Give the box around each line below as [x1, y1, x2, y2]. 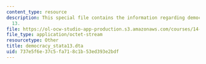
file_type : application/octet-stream [6, 32, 103, 38]
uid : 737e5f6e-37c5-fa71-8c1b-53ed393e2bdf [6, 49, 120, 55]
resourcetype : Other [6, 37, 59, 43]
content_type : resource [6, 9, 67, 15]
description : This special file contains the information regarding [6, 15, 185, 21]
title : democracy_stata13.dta [6, 43, 84, 49]
